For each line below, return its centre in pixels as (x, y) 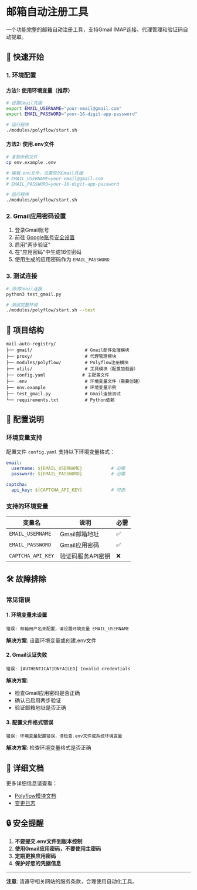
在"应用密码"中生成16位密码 (48, 252)
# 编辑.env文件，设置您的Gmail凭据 (45, 173)
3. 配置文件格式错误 (30, 722)
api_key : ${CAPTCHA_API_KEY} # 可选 (68, 490)
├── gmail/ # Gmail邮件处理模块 (68, 350)
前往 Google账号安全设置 (45, 237)
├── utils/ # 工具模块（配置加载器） (72, 369)
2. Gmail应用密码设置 (36, 216)
